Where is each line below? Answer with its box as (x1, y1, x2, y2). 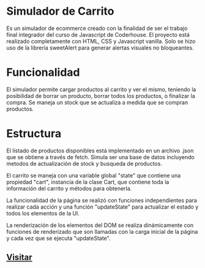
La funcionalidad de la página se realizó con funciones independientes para (6, 196, 198, 204)
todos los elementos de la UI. (6, 209, 80, 217)
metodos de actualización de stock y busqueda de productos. (6, 160, 162, 167)
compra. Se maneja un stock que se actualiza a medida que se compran (6, 99, 188, 106)
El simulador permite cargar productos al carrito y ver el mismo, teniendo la (6, 86, 196, 93)
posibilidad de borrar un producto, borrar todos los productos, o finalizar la (6, 92, 196, 99)
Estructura (6, 127, 62, 141)
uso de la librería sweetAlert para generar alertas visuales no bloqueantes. (6, 44, 194, 51)
